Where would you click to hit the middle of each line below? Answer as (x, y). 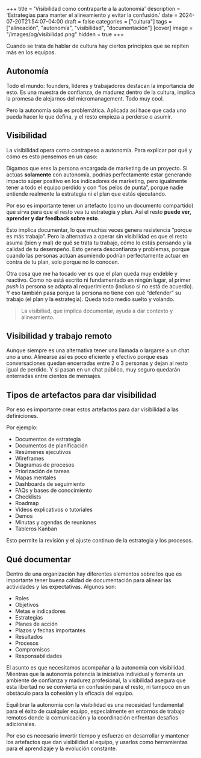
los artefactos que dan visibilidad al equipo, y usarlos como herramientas (97, 742)
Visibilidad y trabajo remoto (59, 336)
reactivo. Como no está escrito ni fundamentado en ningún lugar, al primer (99, 280)
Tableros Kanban (36, 529)
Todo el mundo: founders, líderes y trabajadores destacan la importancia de (100, 85)
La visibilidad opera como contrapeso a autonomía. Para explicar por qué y (99, 150)
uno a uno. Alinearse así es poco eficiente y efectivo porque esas (87, 357)
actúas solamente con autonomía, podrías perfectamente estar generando (99, 175)
